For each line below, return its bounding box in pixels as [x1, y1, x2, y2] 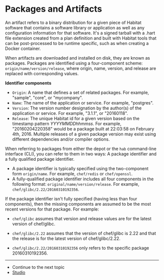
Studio [12, 269, 25, 275]
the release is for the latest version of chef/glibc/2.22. [12, 236, 121, 241]
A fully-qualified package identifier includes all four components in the [12, 176, 154, 182]
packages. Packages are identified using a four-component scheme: [5, 60, 143, 66]
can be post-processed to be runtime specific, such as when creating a [5, 40, 149, 46]
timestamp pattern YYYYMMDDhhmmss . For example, [12, 121, 122, 127]
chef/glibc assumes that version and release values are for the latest [12, 215, 152, 221]
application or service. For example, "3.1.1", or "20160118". [12, 110, 128, 116]
